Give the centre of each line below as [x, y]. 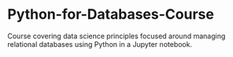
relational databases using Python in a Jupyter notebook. [100, 44]
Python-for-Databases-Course [111, 14]
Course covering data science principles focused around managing [116, 36]
